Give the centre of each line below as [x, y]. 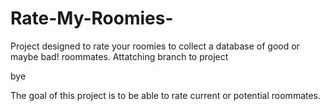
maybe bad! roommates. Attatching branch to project [119, 56]
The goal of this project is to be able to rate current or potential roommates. [166, 95]
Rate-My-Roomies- [92, 18]
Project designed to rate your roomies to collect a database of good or [155, 46]
